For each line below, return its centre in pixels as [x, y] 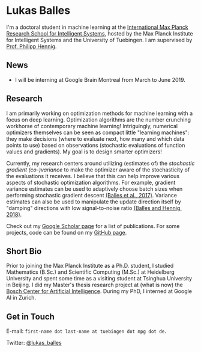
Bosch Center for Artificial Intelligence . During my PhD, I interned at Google [99, 291]
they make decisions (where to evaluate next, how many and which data [95, 138]
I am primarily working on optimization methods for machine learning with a [100, 113]
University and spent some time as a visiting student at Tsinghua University [99, 279]
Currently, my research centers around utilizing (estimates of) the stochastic [100, 163]
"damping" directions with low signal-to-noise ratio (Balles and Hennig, [94, 208]
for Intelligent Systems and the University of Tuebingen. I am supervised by [99, 40]
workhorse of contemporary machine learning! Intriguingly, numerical [92, 126]
